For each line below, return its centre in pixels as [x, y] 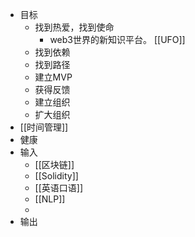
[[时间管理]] [44, 127]
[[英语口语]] [59, 187]
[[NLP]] [50, 199]
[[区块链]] [54, 164]
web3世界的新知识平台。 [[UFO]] [117, 39]
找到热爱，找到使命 [74, 27]
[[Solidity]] [56, 176]
